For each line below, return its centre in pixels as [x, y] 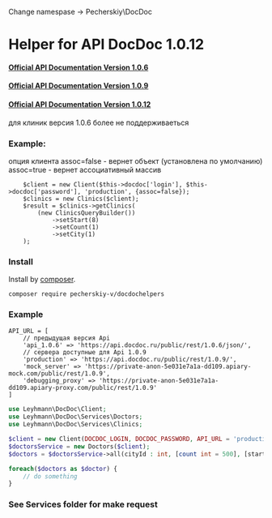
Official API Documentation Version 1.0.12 [80, 104]
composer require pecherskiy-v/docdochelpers [86, 294]
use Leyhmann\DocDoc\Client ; [57, 409]
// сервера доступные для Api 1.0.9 [85, 353]
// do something [51, 476]
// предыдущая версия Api [67, 338]
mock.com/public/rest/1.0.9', [59, 374]
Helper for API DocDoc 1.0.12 [106, 45]
